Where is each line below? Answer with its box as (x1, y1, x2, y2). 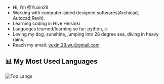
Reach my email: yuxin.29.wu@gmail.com (12, 42, 100, 48)
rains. (12, 36, 25, 43)
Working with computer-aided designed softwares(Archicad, (12, 10, 139, 16)
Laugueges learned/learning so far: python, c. (12, 26, 109, 32)
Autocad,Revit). (12, 15, 45, 21)
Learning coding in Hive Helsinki (12, 20, 80, 26)
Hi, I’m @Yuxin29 (12, 5, 49, 10)
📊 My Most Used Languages (5, 57, 98, 66)
